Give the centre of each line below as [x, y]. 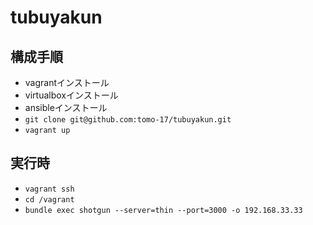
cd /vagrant [49, 199]
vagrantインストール [67, 82]
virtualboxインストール [71, 95]
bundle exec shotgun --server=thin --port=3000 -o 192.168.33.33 [163, 210]
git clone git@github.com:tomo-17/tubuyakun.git [128, 120]
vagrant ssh [49, 189]
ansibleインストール [66, 107]
